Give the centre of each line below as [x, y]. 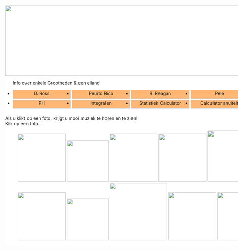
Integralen [101, 103]
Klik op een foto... [24, 123]
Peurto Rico [101, 93]
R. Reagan [160, 93]
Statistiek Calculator [160, 103]
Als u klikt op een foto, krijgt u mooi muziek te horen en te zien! [71, 118]
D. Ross [42, 93]
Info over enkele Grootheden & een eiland [56, 83]
